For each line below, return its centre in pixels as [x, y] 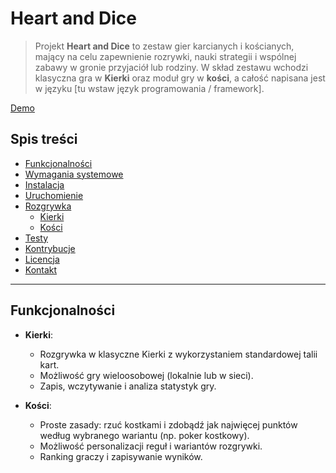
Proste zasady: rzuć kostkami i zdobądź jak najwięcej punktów [168, 424]
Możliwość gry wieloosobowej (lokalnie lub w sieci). [146, 375]
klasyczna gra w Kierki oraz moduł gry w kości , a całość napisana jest [180, 78]
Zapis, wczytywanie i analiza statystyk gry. [128, 386]
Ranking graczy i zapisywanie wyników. [121, 456]
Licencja [42, 259]
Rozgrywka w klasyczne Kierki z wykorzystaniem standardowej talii [178, 354]
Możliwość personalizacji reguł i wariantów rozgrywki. [151, 446]
